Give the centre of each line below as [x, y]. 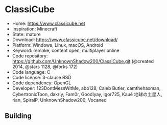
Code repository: [30, 56]
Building [18, 116]
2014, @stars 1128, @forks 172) [45, 67]
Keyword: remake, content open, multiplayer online [66, 50]
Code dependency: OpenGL [42, 83]
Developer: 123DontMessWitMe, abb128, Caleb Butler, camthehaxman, [86, 88]
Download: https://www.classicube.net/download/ [65, 40]
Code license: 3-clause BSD [42, 77]
